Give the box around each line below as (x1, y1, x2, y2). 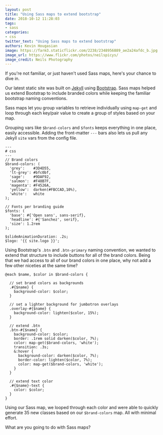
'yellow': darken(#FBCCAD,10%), (9, 187, 77, 192)
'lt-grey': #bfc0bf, (9, 170, 51, 175)
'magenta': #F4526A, (9, 183, 51, 188)
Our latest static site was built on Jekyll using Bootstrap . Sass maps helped (5, 85, 156, 91)
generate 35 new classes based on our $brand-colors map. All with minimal (5, 410, 157, 415)
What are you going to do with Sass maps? (5, 424, 91, 430)
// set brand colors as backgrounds (9, 281, 84, 286)
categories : (5, 30, 29, 35)
